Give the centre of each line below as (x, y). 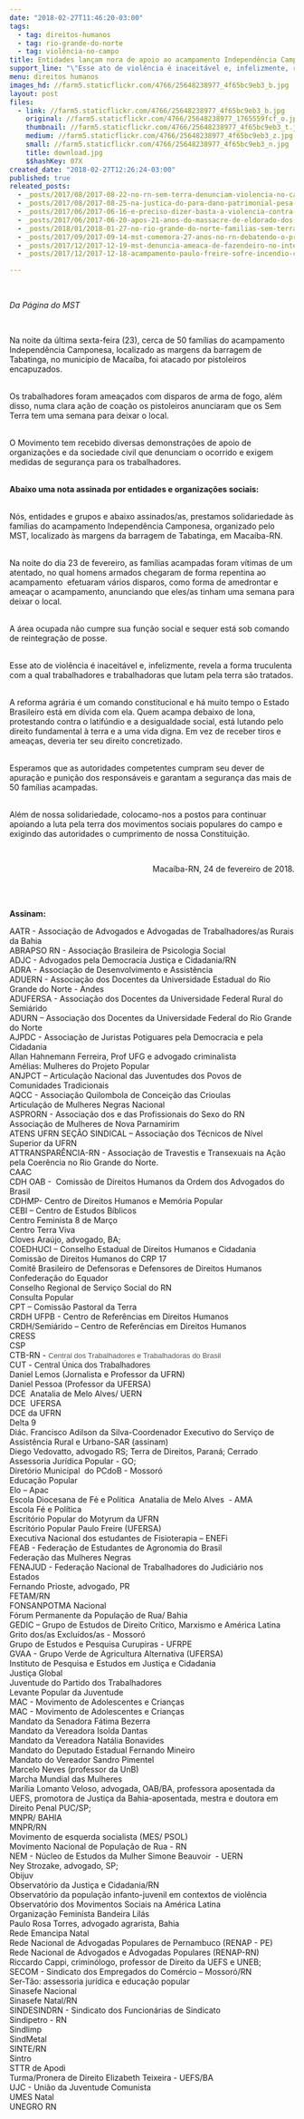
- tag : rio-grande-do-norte (71, 43)
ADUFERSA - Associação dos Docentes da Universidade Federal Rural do (146, 999)
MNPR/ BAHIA (36, 1818)
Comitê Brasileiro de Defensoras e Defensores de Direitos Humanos (136, 1268)
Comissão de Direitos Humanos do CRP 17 (88, 1259)
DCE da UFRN (35, 1413)
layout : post (34, 93)
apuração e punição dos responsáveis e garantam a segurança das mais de (151, 778)
